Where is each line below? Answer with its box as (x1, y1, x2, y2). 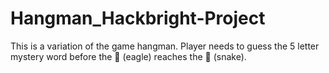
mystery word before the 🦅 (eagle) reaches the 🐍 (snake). (10, 50, 247, 62)
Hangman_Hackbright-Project (10, 7, 266, 30)
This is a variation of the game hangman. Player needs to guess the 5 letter (10, 40, 320, 52)
